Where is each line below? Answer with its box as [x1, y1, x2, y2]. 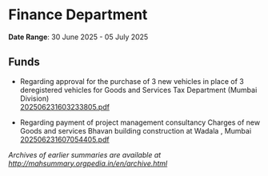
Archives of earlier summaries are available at [8, 150, 162, 159]
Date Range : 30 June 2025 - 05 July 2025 [8, 32, 149, 42]
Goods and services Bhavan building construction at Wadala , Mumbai [19, 126, 252, 135]
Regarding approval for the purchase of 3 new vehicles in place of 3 [19, 76, 244, 86]
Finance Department [8, 6, 148, 24]
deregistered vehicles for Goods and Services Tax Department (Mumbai [19, 85, 258, 94]
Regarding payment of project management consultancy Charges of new [19, 118, 261, 127]
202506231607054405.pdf [19, 134, 110, 144]
